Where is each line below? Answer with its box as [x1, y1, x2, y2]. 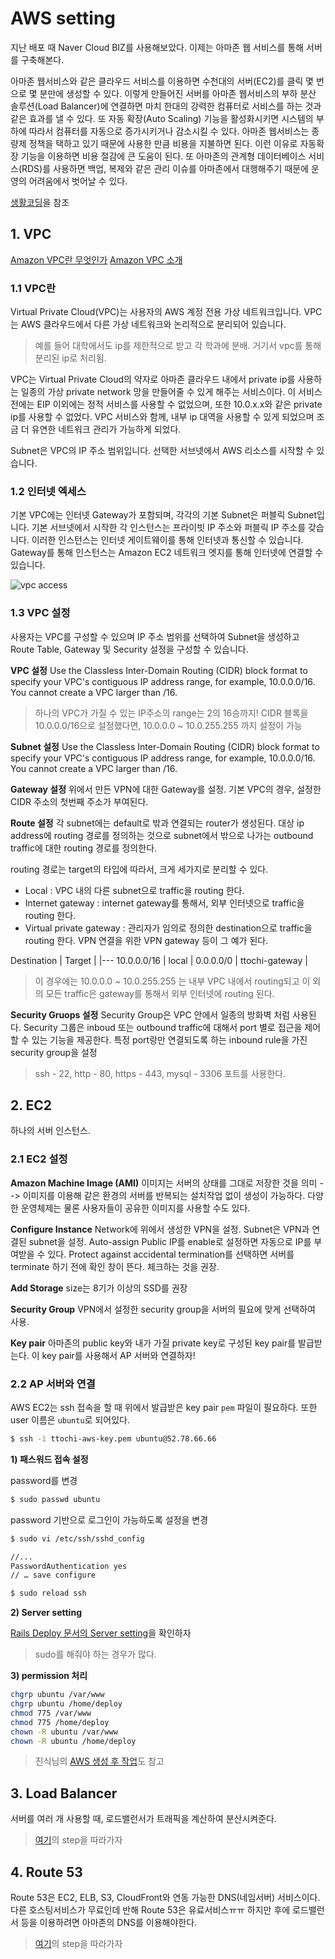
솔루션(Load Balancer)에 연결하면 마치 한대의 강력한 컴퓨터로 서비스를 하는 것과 [10, 100, 322, 112]
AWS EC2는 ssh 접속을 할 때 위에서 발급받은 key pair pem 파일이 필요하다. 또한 [10, 1402, 318, 1414]
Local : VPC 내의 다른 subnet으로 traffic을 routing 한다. [24, 884, 245, 896]
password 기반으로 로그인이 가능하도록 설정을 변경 [10, 1513, 209, 1526]
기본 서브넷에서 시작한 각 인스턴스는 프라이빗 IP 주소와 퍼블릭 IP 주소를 [31, 522, 307, 534]
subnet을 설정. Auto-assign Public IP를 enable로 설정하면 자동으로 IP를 [28, 1235, 312, 1247]
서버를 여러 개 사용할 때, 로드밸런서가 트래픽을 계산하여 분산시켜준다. [10, 1813, 277, 1825]
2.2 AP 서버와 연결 [10, 1377, 96, 1391]
